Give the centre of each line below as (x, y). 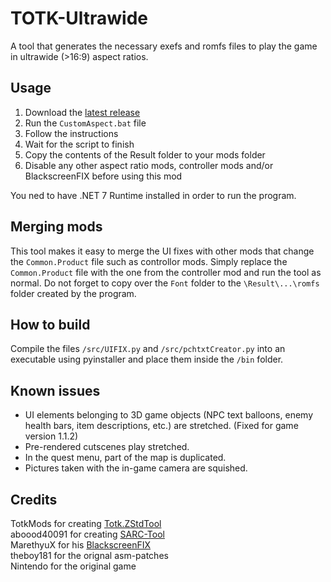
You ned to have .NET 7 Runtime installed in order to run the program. (153, 195)
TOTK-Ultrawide (79, 18)
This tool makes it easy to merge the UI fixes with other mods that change (162, 251)
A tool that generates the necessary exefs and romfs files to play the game (164, 46)
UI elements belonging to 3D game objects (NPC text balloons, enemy (168, 415)
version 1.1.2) (51, 436)
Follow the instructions (71, 133)
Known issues (55, 390)
